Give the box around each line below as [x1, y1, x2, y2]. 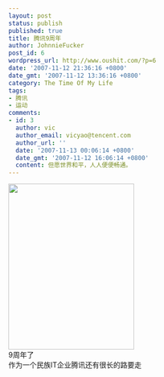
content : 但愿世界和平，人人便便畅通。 [15, 162, 133, 170]
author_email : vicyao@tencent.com [15, 131, 131, 139]
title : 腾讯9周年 [8, 34, 62, 43]
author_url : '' [15, 138, 67, 147]
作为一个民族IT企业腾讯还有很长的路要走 [8, 360, 142, 370]
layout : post [8, 11, 52, 20]
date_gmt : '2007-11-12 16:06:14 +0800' [15, 154, 150, 162]
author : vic [15, 124, 56, 132]
